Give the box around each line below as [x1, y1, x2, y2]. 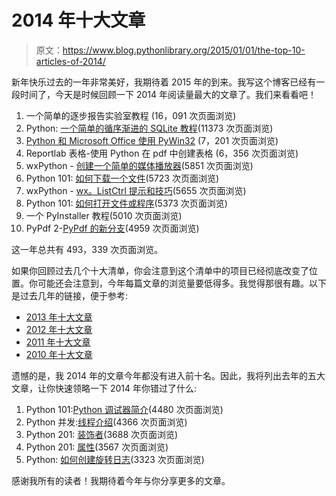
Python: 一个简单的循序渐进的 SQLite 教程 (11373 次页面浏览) [25, 122, 274, 134]
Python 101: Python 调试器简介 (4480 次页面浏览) [25, 403, 224, 415]
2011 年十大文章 [25, 336, 91, 348]
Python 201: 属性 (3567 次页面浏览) [25, 441, 169, 453]
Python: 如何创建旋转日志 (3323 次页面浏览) [25, 453, 205, 465]
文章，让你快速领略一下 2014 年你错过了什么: [11, 382, 198, 394]
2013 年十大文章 [25, 311, 93, 323]
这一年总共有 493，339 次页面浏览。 [11, 243, 164, 255]
